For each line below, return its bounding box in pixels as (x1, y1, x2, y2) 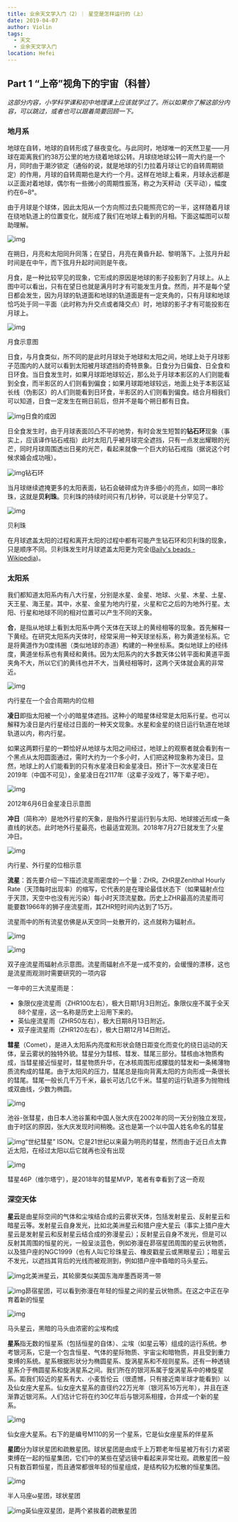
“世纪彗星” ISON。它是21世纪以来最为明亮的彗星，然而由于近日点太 (25, 1138, 221, 1146)
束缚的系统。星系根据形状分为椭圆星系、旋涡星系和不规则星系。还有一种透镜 (7, 1356, 230, 1365)
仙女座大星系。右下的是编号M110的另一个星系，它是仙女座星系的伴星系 (7, 1429, 214, 1438)
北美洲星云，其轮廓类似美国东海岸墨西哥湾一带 (25, 1271, 162, 1280)
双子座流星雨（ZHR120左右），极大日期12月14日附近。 (17, 1026, 174, 1034)
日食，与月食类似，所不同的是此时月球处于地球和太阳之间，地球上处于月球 (7, 352, 224, 361)
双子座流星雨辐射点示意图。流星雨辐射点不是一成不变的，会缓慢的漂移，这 (7, 960, 224, 968)
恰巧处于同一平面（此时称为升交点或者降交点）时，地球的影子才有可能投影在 (7, 299, 230, 308)
